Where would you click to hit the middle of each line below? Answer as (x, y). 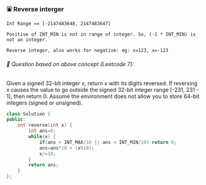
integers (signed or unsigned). (44, 102)
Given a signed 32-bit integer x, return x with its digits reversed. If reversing (102, 83)
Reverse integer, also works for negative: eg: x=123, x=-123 (87, 51)
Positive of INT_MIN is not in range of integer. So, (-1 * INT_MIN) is (101, 35)
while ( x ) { (42, 137)
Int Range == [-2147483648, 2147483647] (59, 24)
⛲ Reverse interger (35, 9)
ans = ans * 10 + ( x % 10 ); (67, 148)
